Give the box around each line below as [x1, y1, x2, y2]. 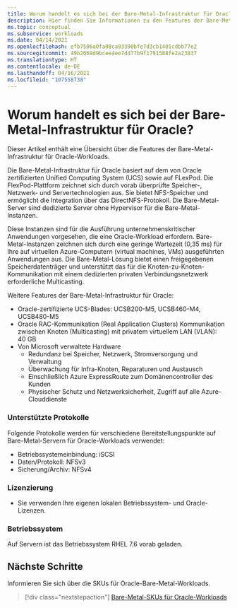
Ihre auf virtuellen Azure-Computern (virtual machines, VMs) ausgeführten [7, 247, 224, 256]
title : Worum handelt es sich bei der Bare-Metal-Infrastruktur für [7, 10, 213, 18]
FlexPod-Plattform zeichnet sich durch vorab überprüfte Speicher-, [7, 181, 202, 189]
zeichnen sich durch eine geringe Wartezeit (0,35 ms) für [56, 240, 222, 248]
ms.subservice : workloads [7, 30, 83, 37]
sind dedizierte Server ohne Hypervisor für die [28, 204, 164, 212]
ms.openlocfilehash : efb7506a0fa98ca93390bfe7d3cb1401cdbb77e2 [7, 43, 197, 50]
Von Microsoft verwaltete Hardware [17, 342, 121, 351]
